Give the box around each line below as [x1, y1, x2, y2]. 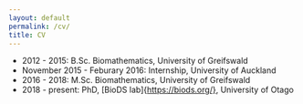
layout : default [8, 13, 70, 23]
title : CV [8, 30, 47, 39]
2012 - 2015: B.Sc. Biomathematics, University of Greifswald [21, 56, 248, 67]
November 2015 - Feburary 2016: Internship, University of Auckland [21, 65, 277, 76]
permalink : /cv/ [8, 22, 70, 31]
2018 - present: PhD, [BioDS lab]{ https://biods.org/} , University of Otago [21, 84, 294, 96]
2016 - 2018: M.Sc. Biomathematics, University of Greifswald [21, 75, 251, 86]
